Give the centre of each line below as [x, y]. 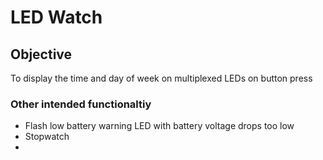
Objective [41, 54]
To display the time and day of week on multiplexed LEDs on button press [161, 78]
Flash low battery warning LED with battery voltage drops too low [159, 126]
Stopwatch [47, 137]
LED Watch [56, 17]
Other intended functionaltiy [81, 104]
